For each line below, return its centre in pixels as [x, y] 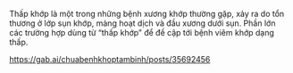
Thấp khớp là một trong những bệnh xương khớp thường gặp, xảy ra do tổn [147, 14]
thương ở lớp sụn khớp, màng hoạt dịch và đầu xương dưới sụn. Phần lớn [142, 23]
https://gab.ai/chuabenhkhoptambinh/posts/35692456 [110, 59]
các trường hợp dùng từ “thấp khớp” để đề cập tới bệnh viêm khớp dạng [142, 32]
